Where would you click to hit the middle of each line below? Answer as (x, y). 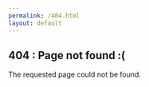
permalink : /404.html (44, 16)
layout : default (35, 23)
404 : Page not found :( (67, 55)
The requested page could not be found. (75, 75)
